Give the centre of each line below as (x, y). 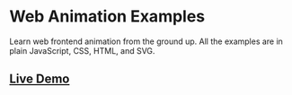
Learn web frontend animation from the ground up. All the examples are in (146, 41)
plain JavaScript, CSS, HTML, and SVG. (82, 50)
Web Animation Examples (107, 17)
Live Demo (40, 79)
